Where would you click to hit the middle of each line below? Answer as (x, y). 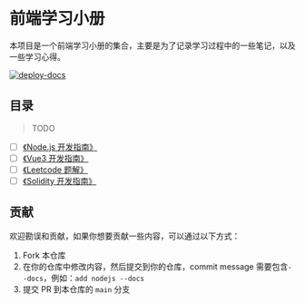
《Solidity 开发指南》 (59, 181)
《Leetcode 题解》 (55, 170)
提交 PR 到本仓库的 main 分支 (76, 289)
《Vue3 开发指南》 (55, 158)
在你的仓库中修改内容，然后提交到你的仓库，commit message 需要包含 (155, 266)
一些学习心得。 (37, 56)
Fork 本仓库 (44, 255)
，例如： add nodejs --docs (94, 278)
